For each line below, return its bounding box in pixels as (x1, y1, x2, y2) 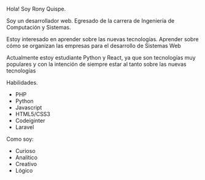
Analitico (15, 154, 38, 161)
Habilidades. (6, 79, 38, 86)
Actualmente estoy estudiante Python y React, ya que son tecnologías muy (6, 54, 196, 61)
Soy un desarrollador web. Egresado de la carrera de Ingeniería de (6, 17, 175, 24)
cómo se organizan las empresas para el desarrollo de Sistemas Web (6, 42, 181, 49)
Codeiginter (15, 117, 45, 124)
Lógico (15, 167, 33, 174)
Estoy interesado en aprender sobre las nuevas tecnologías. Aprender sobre (6, 36, 199, 42)
